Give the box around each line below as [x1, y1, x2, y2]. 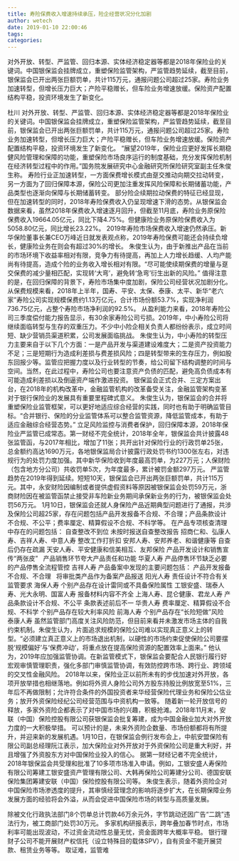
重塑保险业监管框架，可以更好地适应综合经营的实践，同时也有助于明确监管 [7, 402, 225, 411]
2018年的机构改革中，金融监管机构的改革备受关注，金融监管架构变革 [26, 384, 228, 393]
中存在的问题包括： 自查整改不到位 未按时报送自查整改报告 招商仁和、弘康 [7, 527, 225, 536]
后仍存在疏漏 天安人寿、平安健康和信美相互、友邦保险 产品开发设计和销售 [7, 545, 223, 554]
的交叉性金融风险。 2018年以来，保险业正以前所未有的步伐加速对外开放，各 [7, 670, 229, 678]
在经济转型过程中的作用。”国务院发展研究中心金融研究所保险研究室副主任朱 [7, 162, 225, 170]
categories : [7, 37, 43, 44]
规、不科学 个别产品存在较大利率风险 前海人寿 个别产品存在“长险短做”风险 [7, 608, 224, 616]
